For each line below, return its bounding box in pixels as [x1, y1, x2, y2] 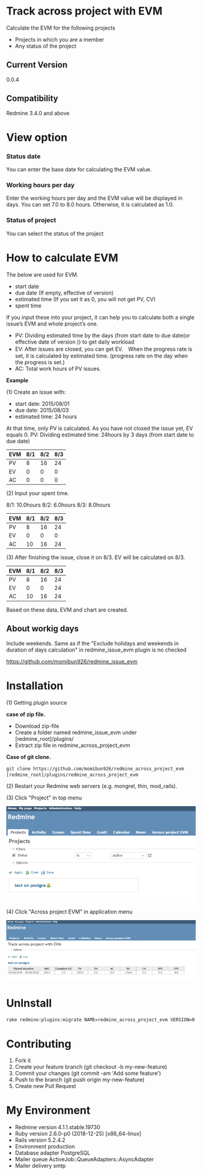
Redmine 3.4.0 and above [6, 109, 70, 117]
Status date [6, 152, 41, 161]
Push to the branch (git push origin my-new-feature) [14, 1076, 145, 1083]
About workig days [6, 624, 79, 634]
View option [6, 130, 68, 144]
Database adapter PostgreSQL [14, 1149, 91, 1157]
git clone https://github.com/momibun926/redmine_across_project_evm [6, 766, 185, 772]
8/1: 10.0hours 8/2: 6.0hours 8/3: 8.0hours [6, 501, 111, 508]
